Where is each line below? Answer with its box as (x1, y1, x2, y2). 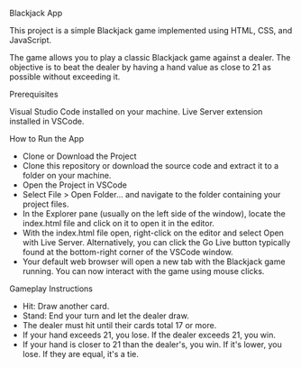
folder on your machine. (22, 170, 112, 180)
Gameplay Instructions (9, 283, 93, 294)
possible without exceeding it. (9, 71, 121, 82)
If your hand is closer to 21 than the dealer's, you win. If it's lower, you (22, 339, 282, 350)
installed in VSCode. (9, 116, 85, 126)
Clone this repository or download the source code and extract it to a (22, 161, 279, 170)
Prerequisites (9, 89, 59, 99)
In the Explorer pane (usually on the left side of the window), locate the (22, 208, 287, 219)
